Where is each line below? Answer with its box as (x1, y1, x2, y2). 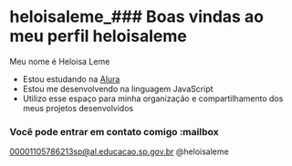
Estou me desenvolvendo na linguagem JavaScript (22, 83, 214, 94)
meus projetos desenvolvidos (22, 102, 134, 113)
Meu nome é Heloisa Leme (9, 56, 110, 67)
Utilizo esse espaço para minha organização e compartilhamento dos (22, 93, 284, 104)
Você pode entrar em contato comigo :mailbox (9, 125, 219, 138)
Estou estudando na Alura (22, 73, 120, 84)
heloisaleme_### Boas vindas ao (9, 6, 265, 27)
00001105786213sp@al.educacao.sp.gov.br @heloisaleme (9, 146, 230, 157)
